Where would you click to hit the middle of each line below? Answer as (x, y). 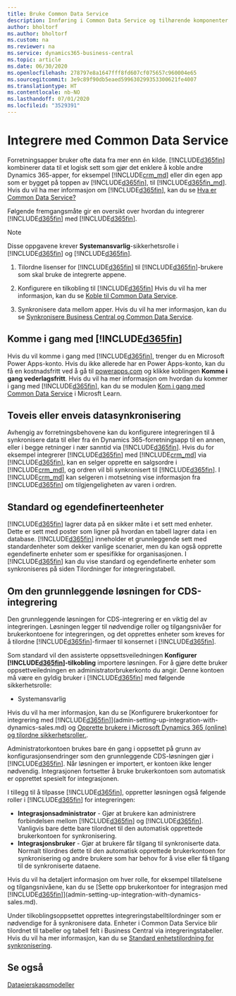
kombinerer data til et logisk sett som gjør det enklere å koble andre (105, 167)
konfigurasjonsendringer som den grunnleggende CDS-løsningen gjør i (110, 756)
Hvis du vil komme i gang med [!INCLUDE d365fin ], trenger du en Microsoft (116, 356)
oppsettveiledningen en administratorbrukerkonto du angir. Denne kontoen (116, 670)
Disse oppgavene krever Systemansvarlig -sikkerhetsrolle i (93, 246)
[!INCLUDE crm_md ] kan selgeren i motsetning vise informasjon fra (104, 477)
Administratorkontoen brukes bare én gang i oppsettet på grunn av (104, 749)
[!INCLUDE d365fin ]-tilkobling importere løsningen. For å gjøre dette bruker (117, 663)
